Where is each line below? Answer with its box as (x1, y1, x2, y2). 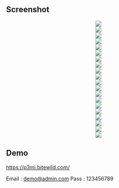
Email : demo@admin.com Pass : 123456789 (6, 175, 114, 182)
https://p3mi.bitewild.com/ (6, 163, 70, 170)
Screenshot (6, 5, 50, 15)
